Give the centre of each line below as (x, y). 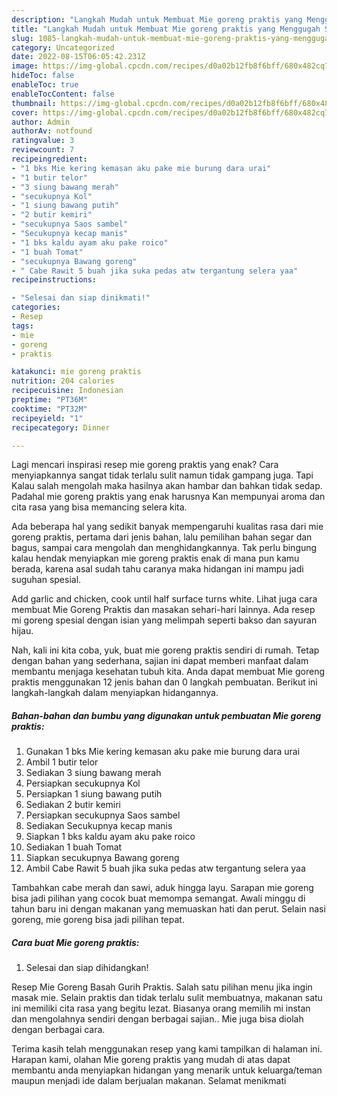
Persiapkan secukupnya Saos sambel (103, 815)
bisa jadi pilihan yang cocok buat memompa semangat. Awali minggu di (158, 898)
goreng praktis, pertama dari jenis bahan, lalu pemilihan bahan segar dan (162, 537)
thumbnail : (34, 103)
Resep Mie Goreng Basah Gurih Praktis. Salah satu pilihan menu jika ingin (162, 987)
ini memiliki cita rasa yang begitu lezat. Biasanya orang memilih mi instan (161, 1008)
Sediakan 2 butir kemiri (73, 805)
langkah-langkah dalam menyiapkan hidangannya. (115, 693)
